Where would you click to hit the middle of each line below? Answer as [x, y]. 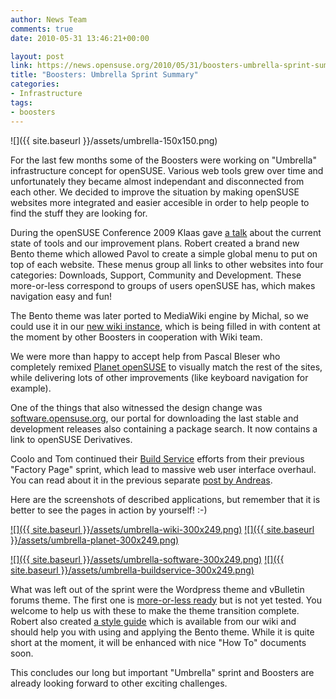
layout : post [37, 56]
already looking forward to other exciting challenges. [119, 683]
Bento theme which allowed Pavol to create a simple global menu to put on [164, 253]
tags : [21, 102]
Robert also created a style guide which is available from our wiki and [153, 621]
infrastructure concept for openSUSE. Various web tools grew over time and [167, 170]
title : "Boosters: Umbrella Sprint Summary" [104, 75]
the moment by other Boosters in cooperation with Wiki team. [136, 337]
